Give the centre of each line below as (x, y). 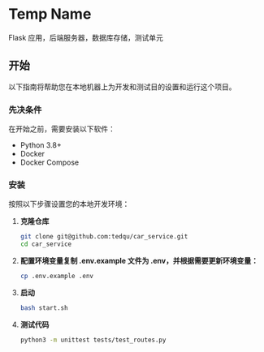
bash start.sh (44, 308)
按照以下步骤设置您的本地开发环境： (69, 204)
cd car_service (46, 244)
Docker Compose (50, 162)
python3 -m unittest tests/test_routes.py (93, 340)
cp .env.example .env (56, 277)
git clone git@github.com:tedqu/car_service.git (104, 237)
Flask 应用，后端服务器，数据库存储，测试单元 (86, 37)
